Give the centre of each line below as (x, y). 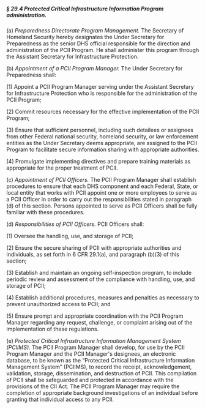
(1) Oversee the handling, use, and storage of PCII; (70, 236)
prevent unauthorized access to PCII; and (59, 304)
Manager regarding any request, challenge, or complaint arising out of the (99, 322)
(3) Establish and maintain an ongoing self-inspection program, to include (99, 272)
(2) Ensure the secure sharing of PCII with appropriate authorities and (94, 247)
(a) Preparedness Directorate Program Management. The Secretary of (95, 30)
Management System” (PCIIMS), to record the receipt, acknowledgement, (99, 367)
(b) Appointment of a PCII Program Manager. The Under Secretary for (95, 68)
